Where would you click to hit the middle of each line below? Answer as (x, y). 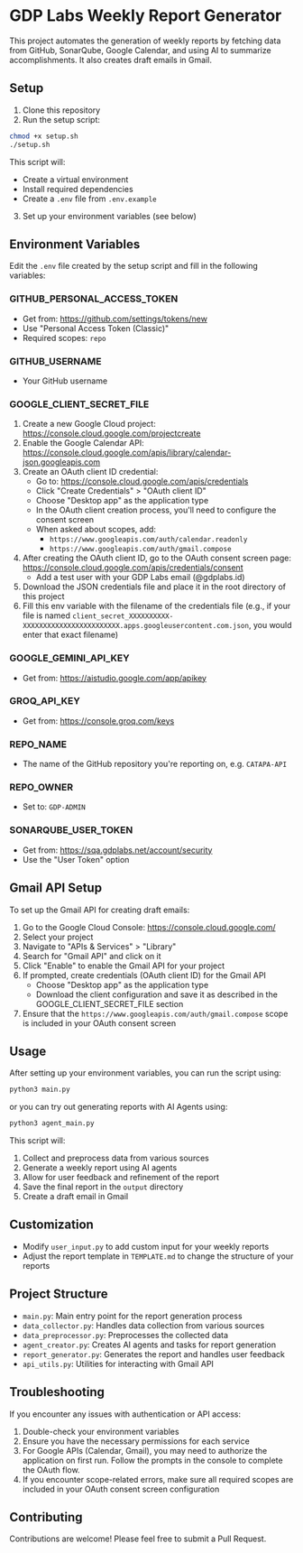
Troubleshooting (57, 1392)
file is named (46, 615)
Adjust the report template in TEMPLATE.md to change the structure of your (158, 1256)
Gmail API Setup (55, 888)
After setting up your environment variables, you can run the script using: (145, 1073)
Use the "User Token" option (76, 859)
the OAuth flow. (51, 1470)
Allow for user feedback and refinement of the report (120, 1178)
